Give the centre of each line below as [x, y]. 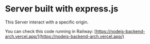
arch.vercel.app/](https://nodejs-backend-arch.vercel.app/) [65, 36]
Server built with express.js [62, 9]
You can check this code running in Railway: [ [50, 31]
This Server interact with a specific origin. [47, 22]
